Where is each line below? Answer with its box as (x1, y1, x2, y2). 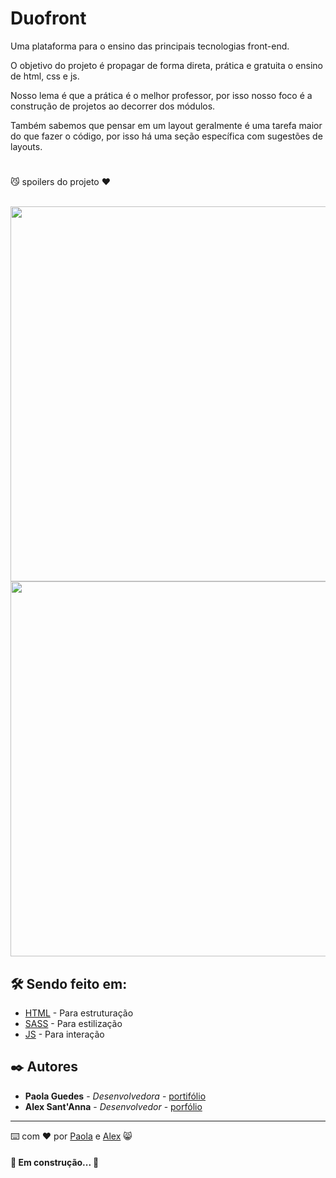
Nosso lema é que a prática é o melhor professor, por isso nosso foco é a (10, 89, 313, 101)
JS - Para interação (24, 1028, 105, 1040)
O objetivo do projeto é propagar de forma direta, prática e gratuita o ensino (10, 59, 323, 71)
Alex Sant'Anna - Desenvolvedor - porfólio (24, 1100, 203, 1112)
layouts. (10, 140, 43, 152)
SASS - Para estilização (24, 1017, 123, 1029)
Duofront (10, 7, 87, 30)
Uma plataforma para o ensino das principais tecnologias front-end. (10, 40, 290, 52)
